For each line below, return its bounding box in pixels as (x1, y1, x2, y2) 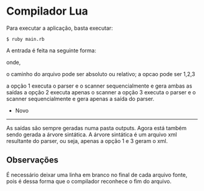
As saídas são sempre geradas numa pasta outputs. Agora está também (6, 124, 187, 131)
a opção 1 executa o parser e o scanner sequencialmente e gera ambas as (6, 82, 192, 89)
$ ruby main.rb (6, 36, 45, 42)
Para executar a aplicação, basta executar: (6, 24, 114, 32)
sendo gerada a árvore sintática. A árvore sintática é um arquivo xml (6, 131, 177, 138)
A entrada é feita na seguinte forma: (6, 47, 97, 54)
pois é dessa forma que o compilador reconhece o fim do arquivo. (6, 178, 172, 185)
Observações (6, 155, 59, 165)
